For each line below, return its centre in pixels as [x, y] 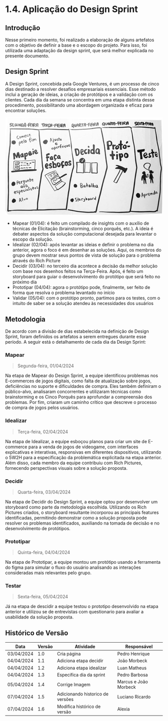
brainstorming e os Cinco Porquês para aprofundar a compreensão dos [79, 397]
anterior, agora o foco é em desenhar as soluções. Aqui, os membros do [87, 250]
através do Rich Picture [36, 261]
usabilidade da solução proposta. [39, 617]
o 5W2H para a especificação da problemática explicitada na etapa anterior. [83, 457]
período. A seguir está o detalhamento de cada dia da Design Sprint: [76, 342]
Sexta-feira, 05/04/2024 [43, 597]
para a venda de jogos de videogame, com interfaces [83, 447]
